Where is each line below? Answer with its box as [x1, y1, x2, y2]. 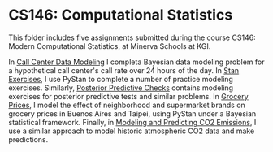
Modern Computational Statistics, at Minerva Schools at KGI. [8, 41, 211, 50]
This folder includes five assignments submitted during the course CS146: [8, 33, 256, 42]
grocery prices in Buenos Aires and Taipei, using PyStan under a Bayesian [8, 108, 257, 119]
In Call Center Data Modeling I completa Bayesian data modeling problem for [8, 57, 265, 67]
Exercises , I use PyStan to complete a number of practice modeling [8, 74, 234, 84]
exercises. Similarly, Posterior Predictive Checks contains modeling [8, 83, 234, 93]
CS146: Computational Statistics [8, 6, 233, 24]
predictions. [8, 134, 49, 144]
